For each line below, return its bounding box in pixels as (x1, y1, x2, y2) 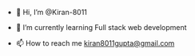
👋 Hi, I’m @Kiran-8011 (15, 8, 88, 17)
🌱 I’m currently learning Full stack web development (15, 23, 187, 32)
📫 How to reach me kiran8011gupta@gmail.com (15, 39, 175, 47)
